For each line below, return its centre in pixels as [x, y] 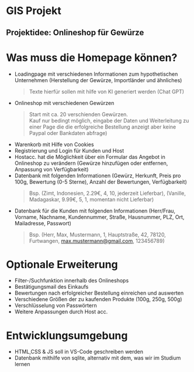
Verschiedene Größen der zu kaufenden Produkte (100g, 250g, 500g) [98, 299]
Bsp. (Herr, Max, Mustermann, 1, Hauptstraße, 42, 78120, [98, 234]
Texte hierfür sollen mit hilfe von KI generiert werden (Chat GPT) [107, 92]
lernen [22, 364]
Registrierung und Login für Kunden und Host [69, 150]
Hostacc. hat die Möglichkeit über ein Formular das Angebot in [90, 157]
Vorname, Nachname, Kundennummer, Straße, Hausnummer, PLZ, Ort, [99, 217]
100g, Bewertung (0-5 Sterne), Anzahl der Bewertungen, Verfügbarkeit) [101, 182]
